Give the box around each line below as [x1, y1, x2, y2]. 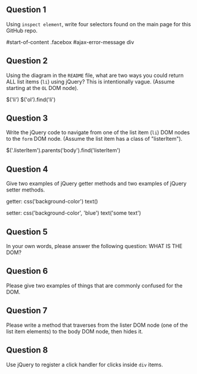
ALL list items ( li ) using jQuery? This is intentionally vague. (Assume [6, 78, 175, 85]
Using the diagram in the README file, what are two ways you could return [6, 72, 184, 79]
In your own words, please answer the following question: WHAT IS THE [6, 243, 183, 250]
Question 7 [6, 305, 48, 316]
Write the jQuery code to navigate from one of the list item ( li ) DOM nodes [6, 129, 190, 136]
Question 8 [6, 345, 48, 356]
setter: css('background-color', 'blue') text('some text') [6, 209, 142, 217]
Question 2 [6, 56, 48, 66]
